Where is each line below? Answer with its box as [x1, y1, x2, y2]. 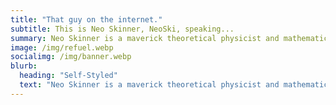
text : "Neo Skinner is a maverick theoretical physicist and [19, 80, 280, 90]
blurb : [10, 61, 38, 71]
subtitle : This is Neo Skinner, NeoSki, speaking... [10, 24, 235, 34]
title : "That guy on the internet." [10, 14, 163, 25]
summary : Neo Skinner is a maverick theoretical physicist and [10, 33, 280, 43]
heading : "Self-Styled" [19, 71, 118, 81]
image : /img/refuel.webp [10, 42, 114, 53]
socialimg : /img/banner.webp [10, 52, 132, 62]
